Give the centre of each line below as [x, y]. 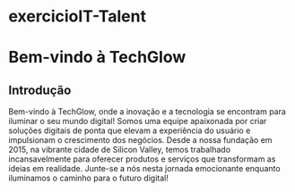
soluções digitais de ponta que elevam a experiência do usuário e [130, 130]
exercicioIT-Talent [78, 17]
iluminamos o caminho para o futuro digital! [89, 178]
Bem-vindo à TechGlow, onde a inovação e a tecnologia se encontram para [147, 112]
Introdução [40, 90]
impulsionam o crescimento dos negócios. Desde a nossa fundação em [140, 140]
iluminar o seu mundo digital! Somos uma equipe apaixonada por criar [138, 121]
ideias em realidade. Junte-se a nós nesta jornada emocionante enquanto [144, 169]
